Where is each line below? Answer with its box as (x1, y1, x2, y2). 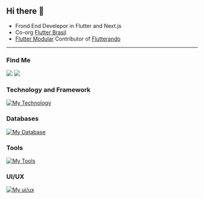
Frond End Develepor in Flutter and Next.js (15, 22, 121, 29)
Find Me (6, 56, 31, 64)
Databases (6, 115, 39, 123)
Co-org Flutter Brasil (15, 29, 67, 36)
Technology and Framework (6, 86, 91, 94)
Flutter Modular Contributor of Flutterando (15, 35, 121, 42)
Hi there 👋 (6, 6, 44, 16)
